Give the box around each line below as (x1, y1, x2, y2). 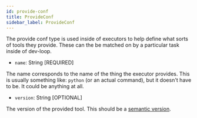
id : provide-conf (6, 8, 49, 15)
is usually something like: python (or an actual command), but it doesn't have (6, 77, 192, 84)
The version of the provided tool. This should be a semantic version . (6, 106, 172, 113)
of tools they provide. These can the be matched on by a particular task (6, 41, 179, 48)
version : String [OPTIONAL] (14, 94, 82, 101)
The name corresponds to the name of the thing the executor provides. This (6, 71, 190, 78)
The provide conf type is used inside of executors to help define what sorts (6, 36, 189, 43)
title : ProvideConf (6, 14, 54, 20)
